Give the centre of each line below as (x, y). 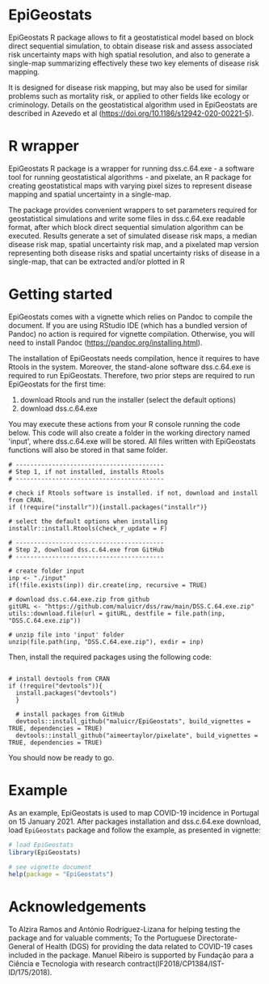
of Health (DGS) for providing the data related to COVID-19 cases (144, 947)
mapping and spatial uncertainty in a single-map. (90, 194)
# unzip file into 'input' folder (67, 635)
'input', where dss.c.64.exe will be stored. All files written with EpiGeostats (132, 441)
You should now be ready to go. (61, 757)
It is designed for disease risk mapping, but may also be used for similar (128, 87)
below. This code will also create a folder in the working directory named (129, 432)
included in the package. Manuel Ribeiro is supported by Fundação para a (131, 955)
